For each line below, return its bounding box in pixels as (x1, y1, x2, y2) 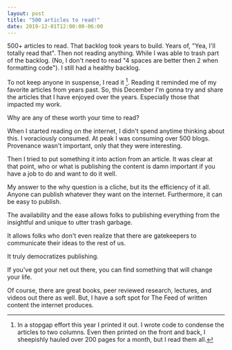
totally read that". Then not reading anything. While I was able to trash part (7, 49, 220, 57)
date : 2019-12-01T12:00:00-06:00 (7, 23, 104, 30)
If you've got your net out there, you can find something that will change (7, 266, 213, 274)
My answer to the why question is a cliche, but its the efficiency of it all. (7, 183, 211, 192)
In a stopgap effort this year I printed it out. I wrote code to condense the (17, 321, 224, 329)
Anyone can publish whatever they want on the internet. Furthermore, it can (7, 190, 223, 198)
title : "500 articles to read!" (7, 17, 100, 23)
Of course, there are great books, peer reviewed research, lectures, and (7, 287, 212, 295)
